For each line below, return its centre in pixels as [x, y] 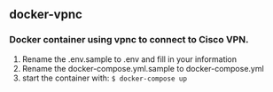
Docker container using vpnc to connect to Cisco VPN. [129, 40]
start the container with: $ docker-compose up [105, 78]
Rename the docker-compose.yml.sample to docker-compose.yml [143, 68]
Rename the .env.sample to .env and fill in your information [129, 59]
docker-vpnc [46, 15]
